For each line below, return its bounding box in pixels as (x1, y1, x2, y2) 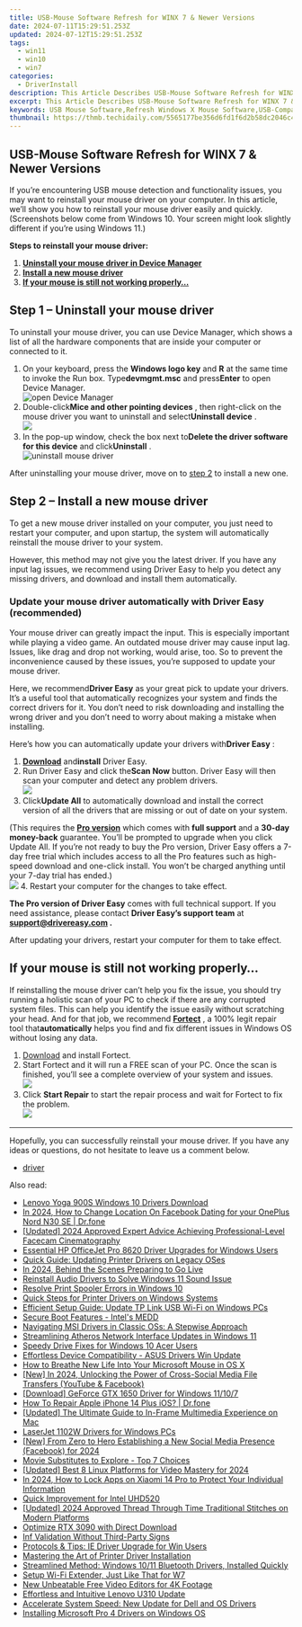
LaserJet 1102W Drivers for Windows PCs (22, 1426, 176, 1436)
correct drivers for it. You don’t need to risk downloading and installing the (9, 702, 285, 713)
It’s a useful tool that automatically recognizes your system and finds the (9, 692, 278, 703)
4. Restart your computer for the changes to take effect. (20, 880, 227, 891)
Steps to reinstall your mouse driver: (9, 240, 148, 251)
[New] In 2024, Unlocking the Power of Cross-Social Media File (22, 1368, 258, 1380)
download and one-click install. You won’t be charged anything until (34, 860, 286, 871)
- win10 (17, 55, 47, 64)
